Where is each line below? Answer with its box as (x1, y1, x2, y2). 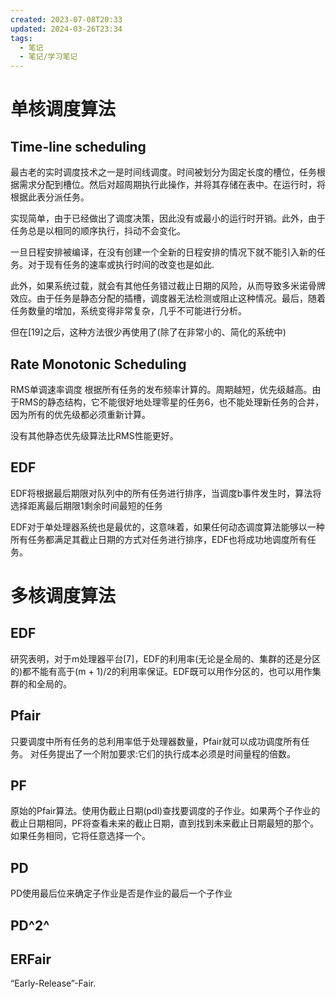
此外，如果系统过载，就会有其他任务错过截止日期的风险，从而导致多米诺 (10, 280, 308, 292)
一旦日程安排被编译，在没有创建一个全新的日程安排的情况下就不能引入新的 (10, 246, 317, 258)
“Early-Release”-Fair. (10, 977, 97, 990)
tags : (10, 33, 33, 43)
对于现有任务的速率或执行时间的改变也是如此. (27, 259, 215, 271)
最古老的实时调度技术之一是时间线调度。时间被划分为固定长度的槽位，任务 (10, 166, 317, 178)
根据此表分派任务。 (10, 191, 90, 203)
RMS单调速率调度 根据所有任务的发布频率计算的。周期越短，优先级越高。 (10, 383, 313, 395)
